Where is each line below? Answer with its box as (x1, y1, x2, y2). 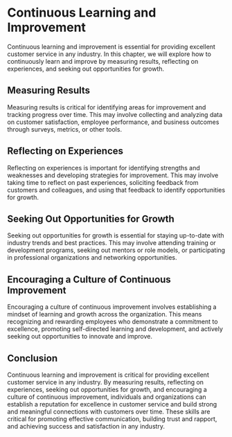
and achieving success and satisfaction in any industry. (7, 422, 165, 430)
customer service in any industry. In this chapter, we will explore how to (7, 50, 211, 58)
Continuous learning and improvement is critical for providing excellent (7, 371, 209, 379)
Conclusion (7, 352, 58, 364)
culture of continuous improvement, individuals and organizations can (7, 393, 206, 401)
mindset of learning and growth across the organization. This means (7, 310, 202, 319)
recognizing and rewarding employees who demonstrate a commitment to (7, 317, 218, 326)
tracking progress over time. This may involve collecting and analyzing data (7, 110, 223, 118)
